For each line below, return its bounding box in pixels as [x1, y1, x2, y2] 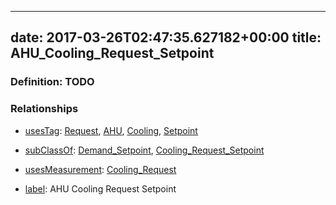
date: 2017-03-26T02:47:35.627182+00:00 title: [10, 29, 322, 46]
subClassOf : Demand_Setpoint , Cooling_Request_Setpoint [24, 144, 265, 156]
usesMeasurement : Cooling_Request [24, 163, 177, 175]
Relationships [10, 102, 79, 116]
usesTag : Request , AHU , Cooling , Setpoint [24, 124, 198, 136]
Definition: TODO [10, 75, 95, 89]
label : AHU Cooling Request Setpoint [24, 182, 177, 195]
